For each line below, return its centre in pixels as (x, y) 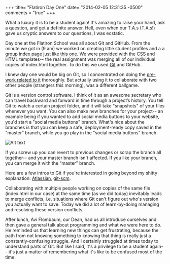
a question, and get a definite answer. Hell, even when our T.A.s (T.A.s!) (80, 28)
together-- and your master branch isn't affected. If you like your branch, (81, 158)
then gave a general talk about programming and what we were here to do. (83, 225)
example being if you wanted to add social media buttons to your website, (82, 117)
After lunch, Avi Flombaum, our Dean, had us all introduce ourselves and (81, 219)
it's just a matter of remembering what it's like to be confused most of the (85, 252)
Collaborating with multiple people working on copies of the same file (78, 188)
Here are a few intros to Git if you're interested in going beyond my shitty (81, 173)
